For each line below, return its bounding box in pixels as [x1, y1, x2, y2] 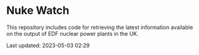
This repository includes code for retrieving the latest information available [6, 24, 194, 31]
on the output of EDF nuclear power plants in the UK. [6, 30, 139, 37]
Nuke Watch [6, 4, 70, 18]
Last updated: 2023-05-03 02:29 [6, 42, 90, 49]
